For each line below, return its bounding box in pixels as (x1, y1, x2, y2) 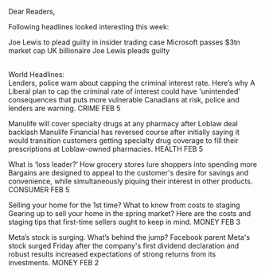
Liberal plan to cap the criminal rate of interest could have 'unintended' (8, 87, 241, 96)
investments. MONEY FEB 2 (8, 258, 99, 267)
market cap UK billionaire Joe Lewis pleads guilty (8, 46, 170, 55)
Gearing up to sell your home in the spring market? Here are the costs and (8, 209, 251, 218)
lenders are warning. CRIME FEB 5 (8, 103, 121, 113)
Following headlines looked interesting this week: (8, 22, 170, 31)
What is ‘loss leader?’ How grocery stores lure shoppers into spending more (8, 160, 258, 169)
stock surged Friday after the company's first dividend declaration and (8, 241, 240, 250)
